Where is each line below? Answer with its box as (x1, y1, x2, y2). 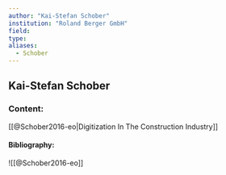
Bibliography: (8, 140, 55, 150)
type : (8, 34, 27, 43)
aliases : (8, 42, 38, 50)
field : (8, 27, 31, 35)
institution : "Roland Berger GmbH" (8, 19, 128, 27)
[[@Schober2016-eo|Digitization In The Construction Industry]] (8, 122, 219, 131)
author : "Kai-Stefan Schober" (8, 11, 111, 20)
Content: (8, 103, 44, 115)
